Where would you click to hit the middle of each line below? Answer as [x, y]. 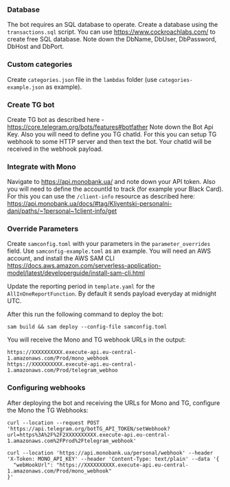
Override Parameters [43, 229]
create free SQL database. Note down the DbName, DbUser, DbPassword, [112, 39]
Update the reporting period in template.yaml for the [81, 287]
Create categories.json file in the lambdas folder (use [82, 79]
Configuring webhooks [46, 388]
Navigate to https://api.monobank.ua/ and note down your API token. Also [112, 182]
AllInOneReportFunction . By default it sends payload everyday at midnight [112, 293]
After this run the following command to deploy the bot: [85, 314]
